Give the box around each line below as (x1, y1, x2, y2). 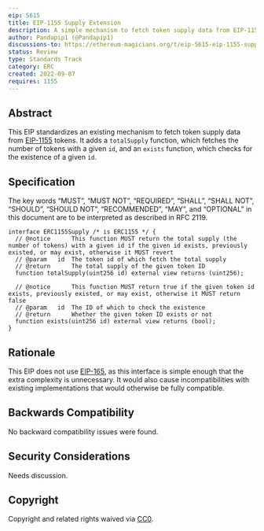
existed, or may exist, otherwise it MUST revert (8, 249, 174, 256)
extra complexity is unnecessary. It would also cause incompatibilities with (8, 374, 250, 384)
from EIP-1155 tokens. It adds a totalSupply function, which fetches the (8, 135, 239, 146)
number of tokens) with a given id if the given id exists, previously (8, 242, 247, 250)
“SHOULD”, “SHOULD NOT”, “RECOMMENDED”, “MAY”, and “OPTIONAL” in (8, 205, 252, 214)
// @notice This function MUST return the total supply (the (15, 235, 237, 243)
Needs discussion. (8, 470, 68, 480)
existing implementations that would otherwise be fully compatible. (8, 383, 225, 393)
